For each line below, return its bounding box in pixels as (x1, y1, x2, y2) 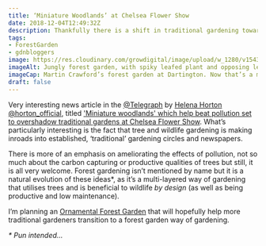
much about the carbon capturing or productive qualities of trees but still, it (8, 157, 253, 167)
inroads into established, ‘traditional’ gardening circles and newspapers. (8, 133, 243, 143)
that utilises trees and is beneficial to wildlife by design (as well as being (8, 183, 244, 192)
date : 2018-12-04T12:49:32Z (8, 19, 101, 27)
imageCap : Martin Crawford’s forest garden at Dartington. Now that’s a (8, 71, 253, 79)
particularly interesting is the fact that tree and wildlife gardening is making (8, 125, 253, 135)
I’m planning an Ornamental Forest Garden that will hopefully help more (8, 206, 241, 216)
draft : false (8, 78, 51, 86)
